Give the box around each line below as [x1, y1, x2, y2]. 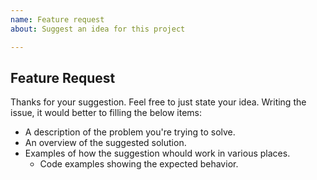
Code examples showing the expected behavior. [39, 158, 239, 170]
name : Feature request [10, 14, 105, 25]
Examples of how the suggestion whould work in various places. [24, 147, 291, 160]
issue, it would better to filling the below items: [10, 107, 203, 119]
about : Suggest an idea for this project [10, 24, 186, 34]
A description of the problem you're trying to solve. [24, 126, 236, 138]
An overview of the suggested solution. [24, 137, 187, 149]
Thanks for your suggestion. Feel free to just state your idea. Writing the [10, 96, 307, 108]
